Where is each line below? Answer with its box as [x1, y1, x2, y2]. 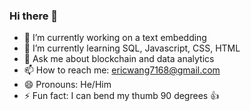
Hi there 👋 [9, 9, 59, 23]
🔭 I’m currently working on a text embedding [23, 32, 207, 44]
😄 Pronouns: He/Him [23, 79, 112, 91]
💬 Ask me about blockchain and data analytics [23, 53, 215, 65]
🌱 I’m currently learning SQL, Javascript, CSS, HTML [23, 42, 241, 54]
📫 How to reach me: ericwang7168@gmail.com [23, 64, 221, 76]
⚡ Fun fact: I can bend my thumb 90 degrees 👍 [23, 90, 220, 102]
